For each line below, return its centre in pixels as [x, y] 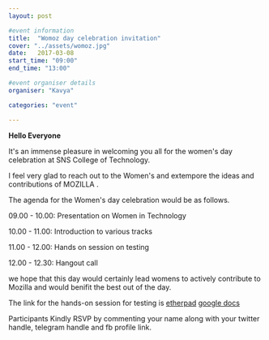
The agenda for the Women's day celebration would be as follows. [119, 200]
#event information [41, 30]
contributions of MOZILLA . [53, 184]
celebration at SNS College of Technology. [79, 160]
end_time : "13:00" [39, 69]
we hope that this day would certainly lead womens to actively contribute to [134, 278]
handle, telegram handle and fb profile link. [80, 327]
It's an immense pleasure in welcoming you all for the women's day [121, 151]
